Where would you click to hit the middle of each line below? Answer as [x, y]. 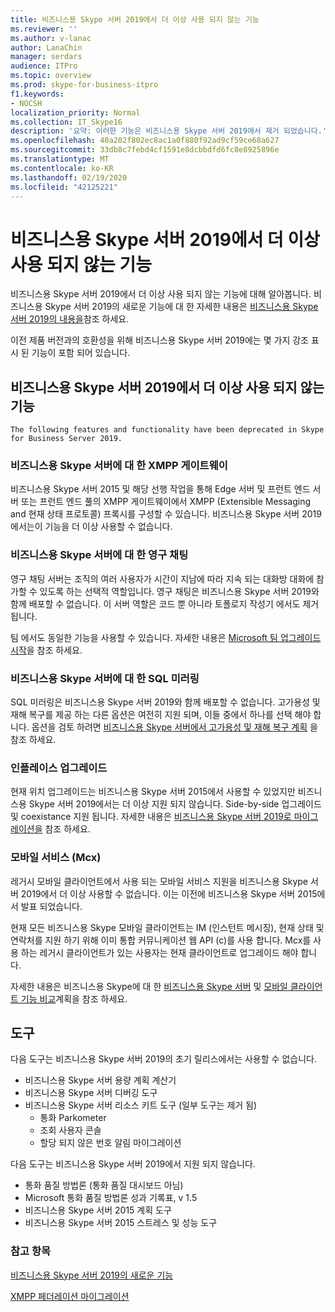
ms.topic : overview [51, 76]
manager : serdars [46, 57]
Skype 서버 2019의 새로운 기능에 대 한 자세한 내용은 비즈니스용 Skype [181, 307]
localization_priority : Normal [75, 112]
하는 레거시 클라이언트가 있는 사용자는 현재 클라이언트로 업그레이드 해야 [159, 952]
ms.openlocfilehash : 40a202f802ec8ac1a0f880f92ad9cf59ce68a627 [145, 141]
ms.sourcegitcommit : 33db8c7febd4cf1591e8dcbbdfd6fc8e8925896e [145, 150]
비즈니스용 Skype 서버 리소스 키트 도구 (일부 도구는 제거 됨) [141, 1105]
